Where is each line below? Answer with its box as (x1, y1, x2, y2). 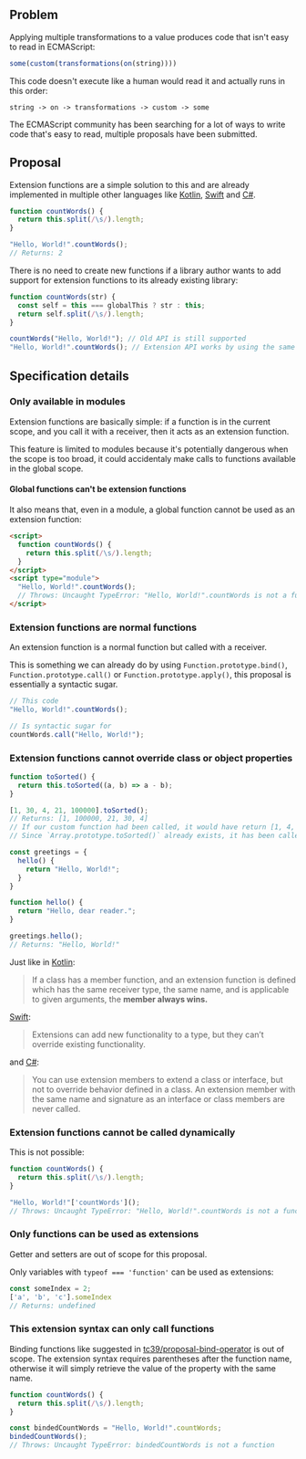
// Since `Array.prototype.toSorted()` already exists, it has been (9, 831, 275, 841)
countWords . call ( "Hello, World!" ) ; (9, 729, 145, 739)
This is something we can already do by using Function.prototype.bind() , (9, 659, 289, 670)
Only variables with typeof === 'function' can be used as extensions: (9, 1266, 274, 1277)
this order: (9, 85, 48, 96)
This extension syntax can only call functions (9, 1323, 215, 1336)
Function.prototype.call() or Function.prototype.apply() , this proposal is (9, 669, 291, 680)
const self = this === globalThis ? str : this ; (17, 300, 206, 310)
